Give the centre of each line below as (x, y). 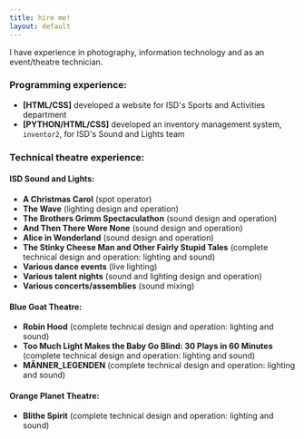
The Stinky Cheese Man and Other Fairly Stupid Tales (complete (145, 247)
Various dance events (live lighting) (90, 266)
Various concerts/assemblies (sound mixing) (108, 286)
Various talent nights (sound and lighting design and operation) (142, 276)
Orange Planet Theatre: (54, 395)
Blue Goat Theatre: (46, 307)
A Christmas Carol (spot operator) (87, 199)
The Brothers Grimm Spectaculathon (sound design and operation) (150, 218)
